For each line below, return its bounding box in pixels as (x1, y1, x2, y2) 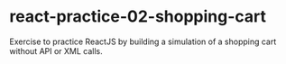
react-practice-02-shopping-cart (9, 6, 266, 27)
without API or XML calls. (9, 45, 104, 56)
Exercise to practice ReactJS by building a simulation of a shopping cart (9, 36, 277, 47)
